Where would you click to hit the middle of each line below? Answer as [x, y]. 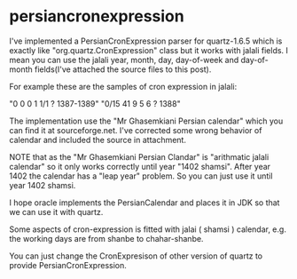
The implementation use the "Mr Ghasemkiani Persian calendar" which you [146, 121]
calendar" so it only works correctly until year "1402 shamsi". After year [140, 166]
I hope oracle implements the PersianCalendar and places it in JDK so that [145, 203]
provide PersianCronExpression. [68, 265]
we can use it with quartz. [56, 211]
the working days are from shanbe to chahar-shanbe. [106, 238]
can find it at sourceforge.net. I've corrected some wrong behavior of [136, 130]
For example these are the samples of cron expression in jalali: [123, 86]
